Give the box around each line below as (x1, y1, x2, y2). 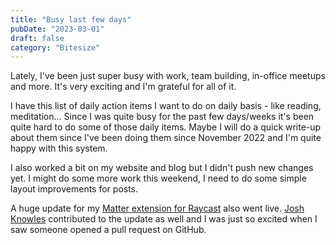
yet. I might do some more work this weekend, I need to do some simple (10, 172, 307, 185)
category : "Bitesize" (10, 42, 101, 53)
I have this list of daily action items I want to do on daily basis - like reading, (10, 100, 322, 112)
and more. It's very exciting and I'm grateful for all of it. (10, 81, 237, 93)
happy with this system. (10, 142, 108, 155)
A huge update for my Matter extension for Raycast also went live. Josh (10, 202, 305, 215)
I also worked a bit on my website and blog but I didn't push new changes (10, 162, 314, 174)
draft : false (10, 33, 65, 43)
